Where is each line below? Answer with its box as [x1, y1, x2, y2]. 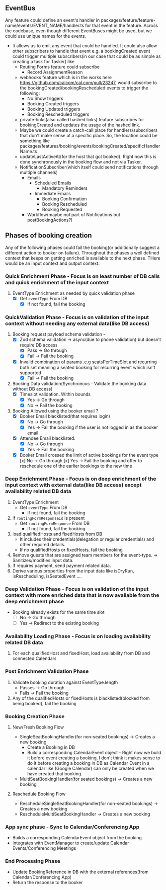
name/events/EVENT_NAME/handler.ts [5, 22, 84, 28]
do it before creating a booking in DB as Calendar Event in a [27, 760, 150, 766]
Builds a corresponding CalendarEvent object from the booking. [12, 835, 143, 841]
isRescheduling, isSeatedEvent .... [12, 573, 82, 579]
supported [19, 370, 41, 376]
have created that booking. [27, 770, 83, 777]
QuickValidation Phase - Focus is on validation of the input [5, 314, 149, 321]
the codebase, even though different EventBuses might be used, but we [5, 27, 153, 34]
